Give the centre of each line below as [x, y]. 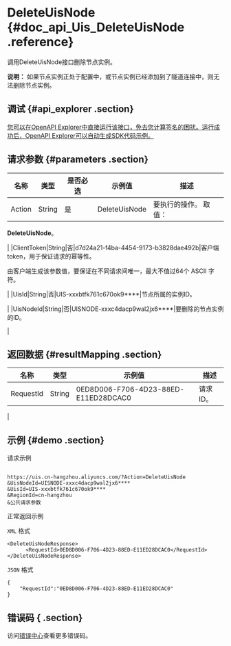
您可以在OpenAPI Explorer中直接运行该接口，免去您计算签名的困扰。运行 [111, 127]
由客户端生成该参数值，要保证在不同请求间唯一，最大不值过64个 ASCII [107, 271]
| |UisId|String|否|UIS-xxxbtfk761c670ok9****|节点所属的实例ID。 [101, 294]
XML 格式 [19, 531]
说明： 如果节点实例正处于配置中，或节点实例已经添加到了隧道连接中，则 [110, 77]
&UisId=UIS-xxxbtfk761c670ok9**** [57, 489]
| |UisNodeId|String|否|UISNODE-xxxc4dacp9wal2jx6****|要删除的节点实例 [115, 309]
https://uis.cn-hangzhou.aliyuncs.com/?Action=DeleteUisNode [97, 477]
